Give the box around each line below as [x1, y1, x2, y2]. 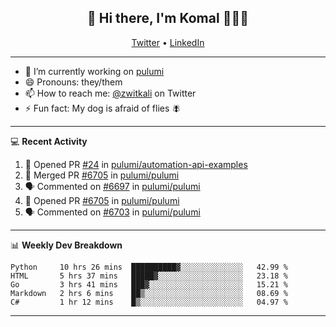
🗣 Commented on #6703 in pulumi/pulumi [24, 206, 201, 218]
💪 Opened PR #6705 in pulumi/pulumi [24, 194, 180, 206]
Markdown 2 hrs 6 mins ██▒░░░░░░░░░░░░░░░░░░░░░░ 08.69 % [10, 288, 288, 298]
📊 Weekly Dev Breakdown [10, 239, 123, 251]
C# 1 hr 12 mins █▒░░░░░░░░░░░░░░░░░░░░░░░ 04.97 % [10, 297, 288, 307]
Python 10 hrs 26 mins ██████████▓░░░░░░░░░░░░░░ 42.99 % [10, 262, 288, 272]
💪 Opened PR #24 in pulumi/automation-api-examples [24, 158, 248, 170]
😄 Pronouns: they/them [24, 76, 123, 88]
